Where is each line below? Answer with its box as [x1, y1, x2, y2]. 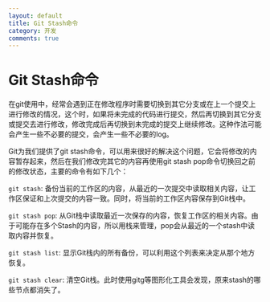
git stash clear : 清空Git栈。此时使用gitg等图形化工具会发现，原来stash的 [8, 275, 255, 285]
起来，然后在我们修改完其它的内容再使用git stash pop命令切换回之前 [29, 157, 256, 166]
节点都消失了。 [14, 285, 65, 295]
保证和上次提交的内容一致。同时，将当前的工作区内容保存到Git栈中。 [22, 194, 251, 203]
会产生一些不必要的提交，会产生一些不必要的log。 [8, 129, 174, 139]
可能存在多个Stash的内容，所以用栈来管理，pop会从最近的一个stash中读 [14, 221, 256, 231]
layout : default [8, 11, 63, 20]
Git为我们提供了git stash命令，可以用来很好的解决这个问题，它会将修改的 [8, 146, 251, 157]
